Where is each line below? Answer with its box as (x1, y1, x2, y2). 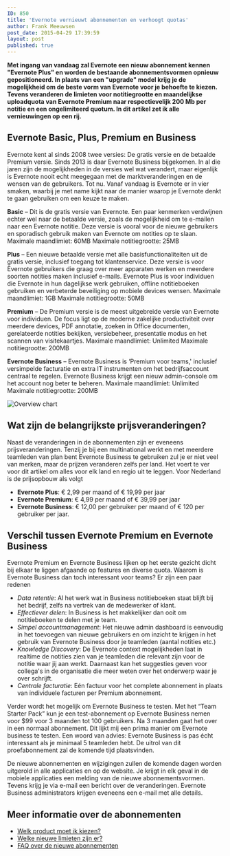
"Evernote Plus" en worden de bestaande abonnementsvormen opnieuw (7, 68, 219, 76)
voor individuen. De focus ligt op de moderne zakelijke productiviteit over (7, 314, 214, 323)
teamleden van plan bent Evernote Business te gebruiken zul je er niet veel (7, 452, 218, 461)
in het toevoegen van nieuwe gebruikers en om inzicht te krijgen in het (16, 630, 216, 639)
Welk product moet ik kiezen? (16, 827, 101, 835)
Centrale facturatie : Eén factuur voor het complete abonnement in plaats (16, 682, 223, 690)
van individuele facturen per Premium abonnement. (16, 689, 163, 697)
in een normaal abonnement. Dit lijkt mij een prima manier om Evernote (7, 724, 208, 733)
